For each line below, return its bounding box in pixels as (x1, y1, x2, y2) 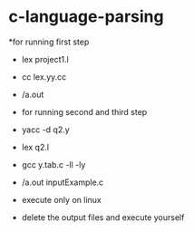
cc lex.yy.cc (21, 71, 67, 82)
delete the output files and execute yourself (21, 211, 185, 223)
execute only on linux (21, 194, 102, 205)
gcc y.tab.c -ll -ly (21, 159, 86, 169)
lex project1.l (21, 53, 69, 64)
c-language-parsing (8, 6, 164, 27)
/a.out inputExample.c (21, 177, 104, 188)
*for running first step (8, 36, 90, 47)
